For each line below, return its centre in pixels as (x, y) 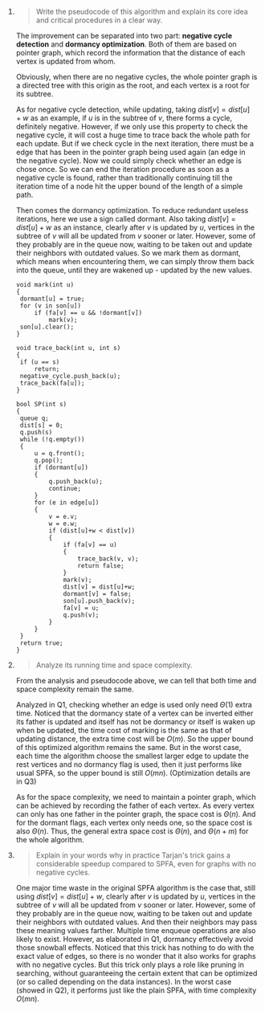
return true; (41, 643)
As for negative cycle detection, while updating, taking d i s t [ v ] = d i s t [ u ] (133, 109)
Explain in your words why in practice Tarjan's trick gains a (133, 855)
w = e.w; (63, 524)
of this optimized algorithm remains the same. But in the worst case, (128, 747)
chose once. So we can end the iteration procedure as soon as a (122, 169)
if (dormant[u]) (61, 467)
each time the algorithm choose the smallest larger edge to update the (132, 756)
